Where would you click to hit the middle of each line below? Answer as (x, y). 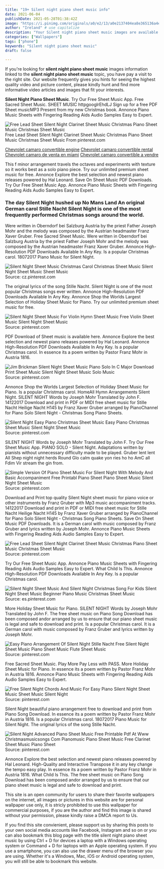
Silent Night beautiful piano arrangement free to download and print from (79, 709)
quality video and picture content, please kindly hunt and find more (72, 84)
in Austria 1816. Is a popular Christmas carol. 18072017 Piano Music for (76, 719)
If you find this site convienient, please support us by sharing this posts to (79, 825)
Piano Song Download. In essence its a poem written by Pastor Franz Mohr (80, 714)
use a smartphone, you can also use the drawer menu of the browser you (79, 851)
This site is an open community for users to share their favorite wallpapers (80, 795)
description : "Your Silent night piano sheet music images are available (82, 32)
